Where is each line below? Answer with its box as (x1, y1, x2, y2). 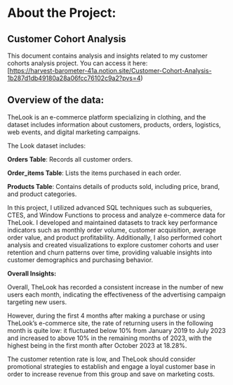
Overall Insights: (7, 269, 57, 278)
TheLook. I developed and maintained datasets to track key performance (7, 218, 218, 226)
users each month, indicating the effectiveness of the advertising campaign (7, 290, 226, 299)
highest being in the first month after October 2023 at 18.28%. (7, 341, 187, 349)
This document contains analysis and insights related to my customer (7, 51, 208, 60)
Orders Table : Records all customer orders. (7, 155, 133, 163)
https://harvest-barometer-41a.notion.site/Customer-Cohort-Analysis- (9, 67, 212, 74)
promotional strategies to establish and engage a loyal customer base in (7, 362, 215, 370)
